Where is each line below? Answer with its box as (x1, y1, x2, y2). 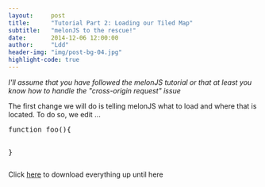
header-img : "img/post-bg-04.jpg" (8, 48, 123, 56)
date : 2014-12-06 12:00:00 (8, 33, 119, 42)
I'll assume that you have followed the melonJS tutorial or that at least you (8, 77, 252, 87)
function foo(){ (8, 124, 71, 134)
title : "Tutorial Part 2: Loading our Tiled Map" (8, 19, 194, 27)
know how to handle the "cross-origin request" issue (8, 86, 181, 95)
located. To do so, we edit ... (8, 109, 101, 119)
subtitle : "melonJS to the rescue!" (8, 26, 136, 34)
